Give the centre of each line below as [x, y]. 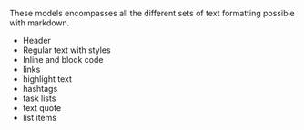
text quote [42, 108]
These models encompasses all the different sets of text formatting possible [152, 13]
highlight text [47, 79]
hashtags [40, 89]
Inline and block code [63, 60]
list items [40, 118]
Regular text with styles [66, 50]
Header [37, 40]
